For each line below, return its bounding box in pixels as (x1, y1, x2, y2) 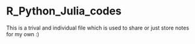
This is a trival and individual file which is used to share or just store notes (6, 24, 190, 31)
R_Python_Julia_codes (6, 4, 122, 18)
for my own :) (6, 30, 40, 37)
